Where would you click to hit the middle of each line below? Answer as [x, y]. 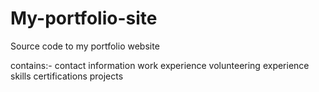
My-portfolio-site [84, 18]
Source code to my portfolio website [85, 46]
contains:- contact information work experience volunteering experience [160, 65]
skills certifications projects [67, 76]
